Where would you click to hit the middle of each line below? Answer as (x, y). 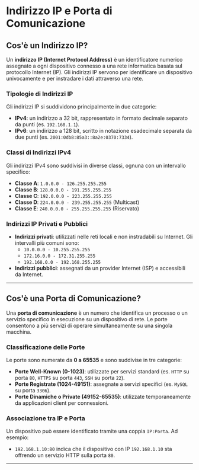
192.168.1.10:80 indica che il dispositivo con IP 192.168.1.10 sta (93, 449)
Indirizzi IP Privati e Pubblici (47, 223)
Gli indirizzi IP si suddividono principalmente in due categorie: (81, 107)
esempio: (17, 437)
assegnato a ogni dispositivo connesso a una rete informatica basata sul (94, 66)
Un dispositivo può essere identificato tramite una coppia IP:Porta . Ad (92, 431)
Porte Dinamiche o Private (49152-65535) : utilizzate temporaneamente (103, 397)
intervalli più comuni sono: (47, 243)
